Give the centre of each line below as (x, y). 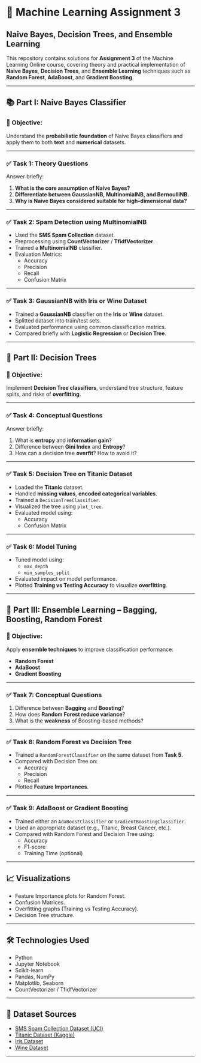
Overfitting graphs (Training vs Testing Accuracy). (77, 909)
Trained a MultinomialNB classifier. (59, 248)
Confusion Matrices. (40, 902)
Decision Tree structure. (45, 915)
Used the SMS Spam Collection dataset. (65, 235)
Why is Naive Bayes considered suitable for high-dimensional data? (101, 201)
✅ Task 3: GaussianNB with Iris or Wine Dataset (77, 301)
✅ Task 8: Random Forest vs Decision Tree (69, 742)
